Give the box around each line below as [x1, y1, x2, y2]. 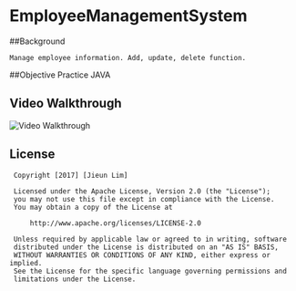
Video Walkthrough [9, 96, 122, 111]
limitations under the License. [13, 275, 137, 284]
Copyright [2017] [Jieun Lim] [13, 171, 128, 180]
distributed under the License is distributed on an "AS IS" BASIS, [13, 243, 280, 252]
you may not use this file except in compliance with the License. [13, 194, 275, 203]
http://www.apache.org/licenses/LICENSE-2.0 [29, 218, 202, 228]
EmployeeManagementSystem [9, 5, 248, 26]
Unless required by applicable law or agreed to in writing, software [13, 234, 287, 244]
